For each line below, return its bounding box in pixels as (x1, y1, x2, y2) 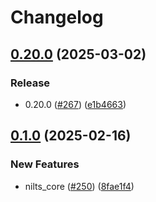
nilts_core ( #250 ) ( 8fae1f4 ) (24, 180, 135, 192)
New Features (10, 157, 80, 171)
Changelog (10, 6, 104, 29)
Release (10, 76, 51, 90)
